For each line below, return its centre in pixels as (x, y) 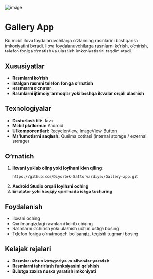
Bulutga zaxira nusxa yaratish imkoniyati (54, 271)
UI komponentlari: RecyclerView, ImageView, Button (64, 131)
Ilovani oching (26, 218)
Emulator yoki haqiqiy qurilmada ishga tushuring (62, 192)
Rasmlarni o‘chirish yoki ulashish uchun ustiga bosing (65, 229)
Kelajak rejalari (28, 249)
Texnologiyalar (28, 109)
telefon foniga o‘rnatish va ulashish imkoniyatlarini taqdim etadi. (68, 51)
